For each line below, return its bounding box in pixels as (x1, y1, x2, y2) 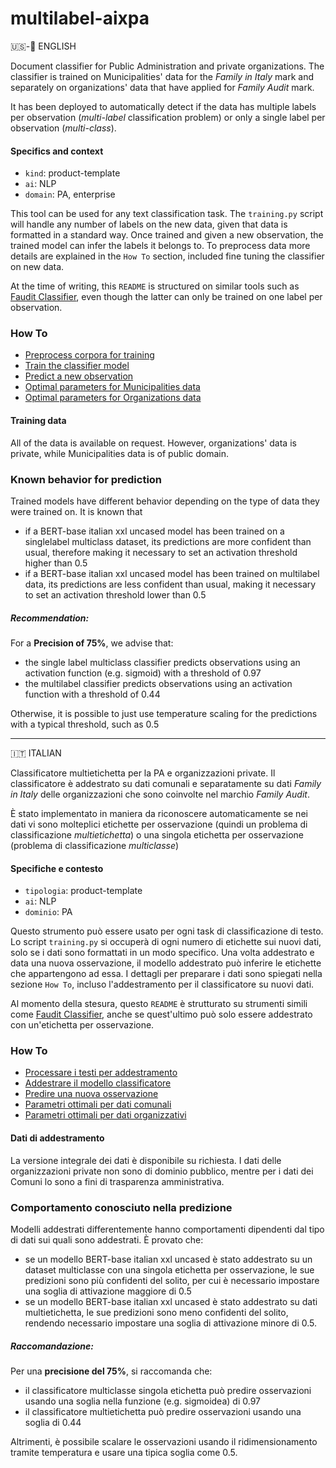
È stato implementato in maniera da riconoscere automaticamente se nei (10, 807, 308, 819)
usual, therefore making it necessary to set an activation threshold (24, 546, 298, 558)
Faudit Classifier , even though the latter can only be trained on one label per (10, 291, 323, 303)
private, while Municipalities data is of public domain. (10, 447, 230, 459)
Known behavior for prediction (10, 472, 163, 486)
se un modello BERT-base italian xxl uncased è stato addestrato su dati (24, 1295, 318, 1307)
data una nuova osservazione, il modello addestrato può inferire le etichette (10, 957, 322, 969)
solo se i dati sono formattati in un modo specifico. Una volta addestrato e (10, 947, 315, 959)
